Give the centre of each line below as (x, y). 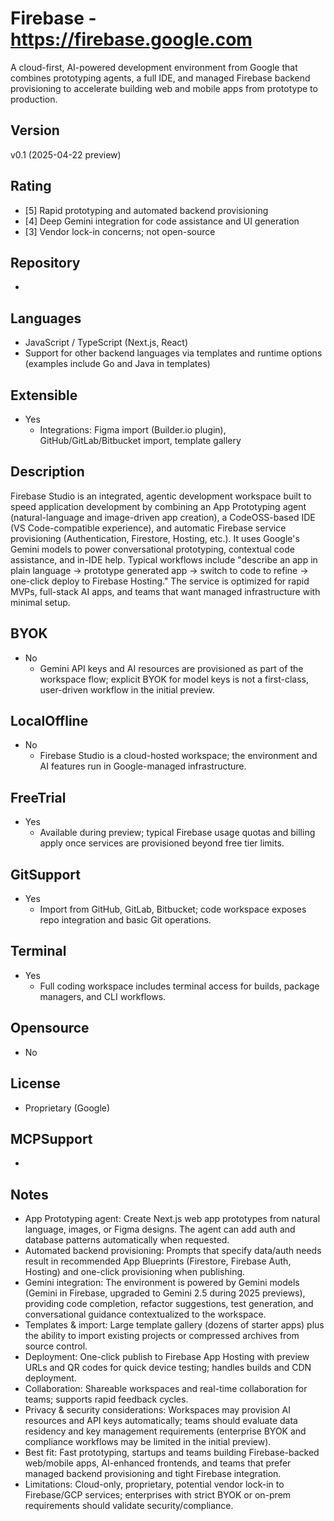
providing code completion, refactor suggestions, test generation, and (169, 1304)
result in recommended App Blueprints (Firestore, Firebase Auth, (158, 1261)
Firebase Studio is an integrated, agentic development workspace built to (161, 496)
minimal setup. (40, 602)
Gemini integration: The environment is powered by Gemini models (162, 1283)
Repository (45, 262)
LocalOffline (49, 721)
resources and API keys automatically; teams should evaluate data (161, 1421)
